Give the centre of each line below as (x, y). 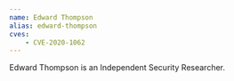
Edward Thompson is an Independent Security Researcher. (117, 68)
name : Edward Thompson (51, 17)
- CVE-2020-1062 (56, 42)
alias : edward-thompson (53, 26)
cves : (19, 34)
